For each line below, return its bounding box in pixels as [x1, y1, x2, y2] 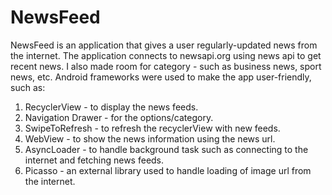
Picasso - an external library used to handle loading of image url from [24, 164, 312, 176]
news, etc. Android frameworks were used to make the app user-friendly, [10, 71, 312, 83]
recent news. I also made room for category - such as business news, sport [10, 60, 322, 72]
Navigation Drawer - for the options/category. [24, 111, 214, 123]
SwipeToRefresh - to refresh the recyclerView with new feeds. [24, 122, 281, 134]
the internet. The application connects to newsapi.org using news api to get [10, 49, 322, 61]
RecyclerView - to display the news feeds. [24, 101, 199, 113]
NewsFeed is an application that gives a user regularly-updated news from [10, 39, 318, 51]
